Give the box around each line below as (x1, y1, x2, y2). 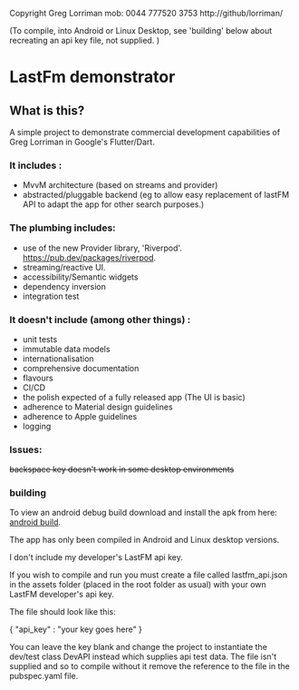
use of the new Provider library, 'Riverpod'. (22, 242, 183, 253)
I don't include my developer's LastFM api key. (9, 552, 183, 563)
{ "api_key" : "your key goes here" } (9, 624, 143, 635)
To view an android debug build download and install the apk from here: (9, 508, 278, 518)
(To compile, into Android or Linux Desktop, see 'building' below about (9, 25, 273, 35)
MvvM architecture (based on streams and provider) (22, 180, 218, 191)
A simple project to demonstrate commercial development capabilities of (9, 127, 281, 137)
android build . (9, 517, 62, 527)
